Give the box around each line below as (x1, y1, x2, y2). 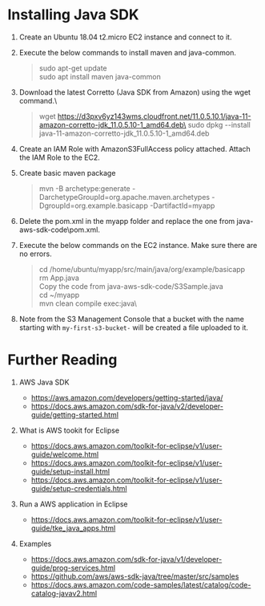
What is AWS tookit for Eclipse (18, 425, 120, 435)
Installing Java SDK (7, 6, 139, 24)
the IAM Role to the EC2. (18, 153, 101, 162)
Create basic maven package (18, 168, 116, 177)
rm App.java (38, 273, 79, 283)
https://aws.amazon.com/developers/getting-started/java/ (30, 392, 223, 402)
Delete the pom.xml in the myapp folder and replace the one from (18, 216, 235, 226)
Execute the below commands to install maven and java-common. (18, 47, 237, 57)
